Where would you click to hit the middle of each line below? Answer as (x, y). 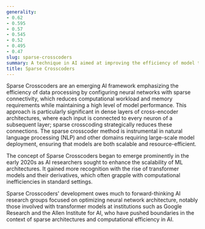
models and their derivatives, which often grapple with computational (93, 175)
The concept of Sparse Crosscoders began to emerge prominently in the (98, 156)
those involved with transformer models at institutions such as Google (94, 206)
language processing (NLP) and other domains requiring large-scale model (101, 138)
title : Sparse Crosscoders (41, 69)
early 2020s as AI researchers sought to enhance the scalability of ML (95, 163)
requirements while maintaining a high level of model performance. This (97, 105)
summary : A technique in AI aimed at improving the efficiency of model (101, 63)
